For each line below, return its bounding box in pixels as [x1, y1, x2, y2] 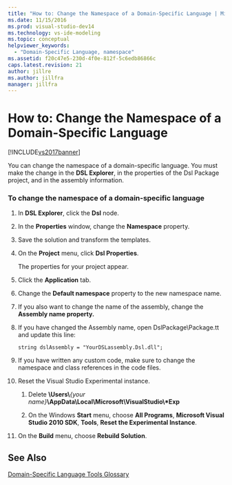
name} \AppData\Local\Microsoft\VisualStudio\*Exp [28, 398, 180, 406]
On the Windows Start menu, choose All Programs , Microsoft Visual [28, 411, 224, 419]
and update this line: [17, 331, 76, 339]
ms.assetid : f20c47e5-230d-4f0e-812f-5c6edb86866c [8, 55, 156, 62]
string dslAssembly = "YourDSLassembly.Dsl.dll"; [17, 344, 164, 351]
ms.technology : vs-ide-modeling [8, 29, 101, 37]
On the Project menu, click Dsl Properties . [17, 249, 139, 258]
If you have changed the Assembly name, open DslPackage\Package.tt [17, 323, 220, 332]
